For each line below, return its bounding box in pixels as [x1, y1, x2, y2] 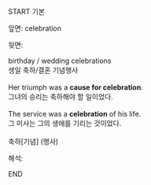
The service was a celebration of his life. [8, 109, 142, 118]
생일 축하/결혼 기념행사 [8, 65, 79, 75]
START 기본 [8, 7, 46, 16]
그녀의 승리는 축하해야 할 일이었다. [8, 92, 113, 101]
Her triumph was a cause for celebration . [8, 83, 143, 92]
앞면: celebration [8, 24, 61, 33]
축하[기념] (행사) [8, 137, 59, 146]
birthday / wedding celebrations [8, 56, 112, 65]
